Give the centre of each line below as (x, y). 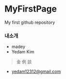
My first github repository (30, 22)
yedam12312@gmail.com (36, 72)
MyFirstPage (31, 9)
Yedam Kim (23, 52)
